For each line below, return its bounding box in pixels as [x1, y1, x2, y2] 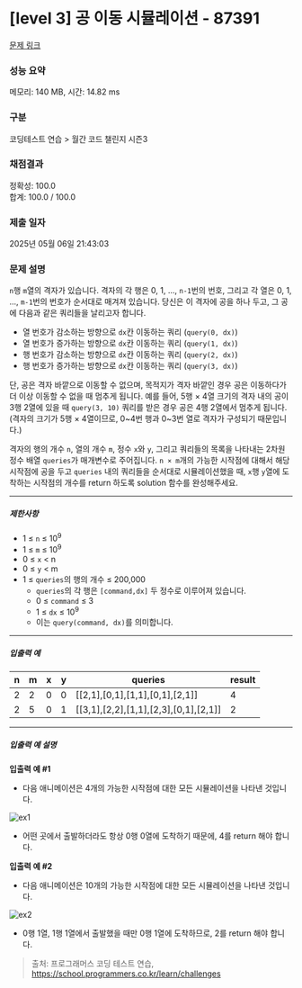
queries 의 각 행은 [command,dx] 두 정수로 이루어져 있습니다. [35, 585, 247, 596]
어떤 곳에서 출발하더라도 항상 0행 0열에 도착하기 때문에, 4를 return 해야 [22, 831, 273, 841]
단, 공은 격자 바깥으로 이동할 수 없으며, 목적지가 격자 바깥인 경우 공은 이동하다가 [9, 380, 288, 391]
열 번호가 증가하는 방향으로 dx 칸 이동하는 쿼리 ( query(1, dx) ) [22, 338, 238, 349]
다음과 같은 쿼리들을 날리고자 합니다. [18, 308, 147, 319]
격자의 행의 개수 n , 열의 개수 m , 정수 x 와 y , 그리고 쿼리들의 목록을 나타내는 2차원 [9, 444, 286, 454]
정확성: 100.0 [9, 180, 57, 191]
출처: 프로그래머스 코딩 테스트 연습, [31, 958, 155, 969]
